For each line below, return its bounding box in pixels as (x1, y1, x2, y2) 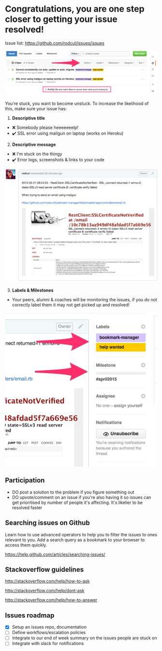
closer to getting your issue (5, 14, 118, 25)
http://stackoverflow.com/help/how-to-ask (5, 578, 90, 584)
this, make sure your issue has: (5, 105, 67, 111)
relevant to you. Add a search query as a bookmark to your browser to (5, 537, 145, 543)
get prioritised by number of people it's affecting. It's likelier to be (12, 499, 143, 505)
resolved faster (12, 504, 43, 511)
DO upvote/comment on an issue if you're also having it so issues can (12, 494, 151, 500)
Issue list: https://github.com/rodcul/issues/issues (5, 40, 105, 46)
